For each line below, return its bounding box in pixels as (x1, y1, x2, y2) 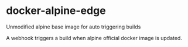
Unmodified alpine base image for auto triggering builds (6, 23, 141, 30)
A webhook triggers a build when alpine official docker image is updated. (6, 34, 183, 41)
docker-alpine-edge (6, 4, 107, 17)
